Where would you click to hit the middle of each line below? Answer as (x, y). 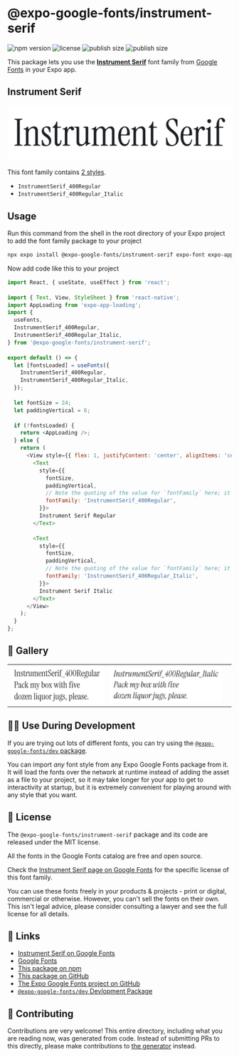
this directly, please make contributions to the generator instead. (102, 1046)
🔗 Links (24, 936)
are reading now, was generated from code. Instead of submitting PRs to (114, 1038)
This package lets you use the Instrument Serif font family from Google (112, 61)
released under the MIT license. (54, 842)
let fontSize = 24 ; (43, 403)
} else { (27, 440)
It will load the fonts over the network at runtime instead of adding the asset (118, 772)
